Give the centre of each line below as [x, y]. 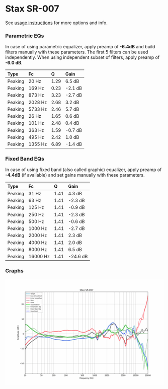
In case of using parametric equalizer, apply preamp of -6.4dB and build [80, 47]
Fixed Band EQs [25, 159]
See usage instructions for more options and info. [57, 23]
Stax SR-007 [32, 9]
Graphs [14, 271]
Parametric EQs [25, 36]
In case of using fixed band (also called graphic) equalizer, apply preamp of [83, 170]
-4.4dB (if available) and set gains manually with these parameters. [75, 175]
